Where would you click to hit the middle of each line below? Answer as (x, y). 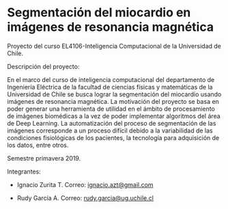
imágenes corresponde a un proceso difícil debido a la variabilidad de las (110, 130)
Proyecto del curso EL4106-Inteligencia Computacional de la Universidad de (114, 46)
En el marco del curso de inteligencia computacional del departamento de (111, 79)
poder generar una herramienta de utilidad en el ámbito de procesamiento (111, 109)
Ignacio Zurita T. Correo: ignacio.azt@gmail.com (85, 184)
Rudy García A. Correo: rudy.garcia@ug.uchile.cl (85, 198)
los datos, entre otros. (38, 145)
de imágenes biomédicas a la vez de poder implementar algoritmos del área (114, 116)
